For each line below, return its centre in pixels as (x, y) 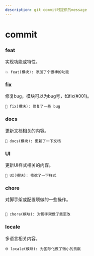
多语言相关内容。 (23, 238)
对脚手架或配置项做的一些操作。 (38, 199)
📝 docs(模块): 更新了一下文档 (33, 141)
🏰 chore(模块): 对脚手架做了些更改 (38, 214)
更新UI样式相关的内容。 (29, 165)
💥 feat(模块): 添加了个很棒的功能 (37, 72)
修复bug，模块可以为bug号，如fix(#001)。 (48, 96)
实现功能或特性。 (23, 62)
